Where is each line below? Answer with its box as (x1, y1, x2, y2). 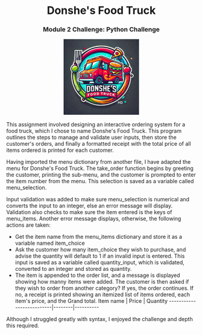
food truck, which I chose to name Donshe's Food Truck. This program (6, 128, 182, 135)
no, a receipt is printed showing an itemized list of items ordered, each (14, 291, 191, 298)
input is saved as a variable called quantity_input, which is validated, (14, 259, 185, 266)
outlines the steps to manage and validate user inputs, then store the (6, 134, 177, 141)
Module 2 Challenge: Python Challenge (43, 25, 160, 34)
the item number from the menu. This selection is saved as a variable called (6, 178, 194, 185)
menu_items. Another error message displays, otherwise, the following (6, 215, 181, 223)
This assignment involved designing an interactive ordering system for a (6, 121, 186, 128)
